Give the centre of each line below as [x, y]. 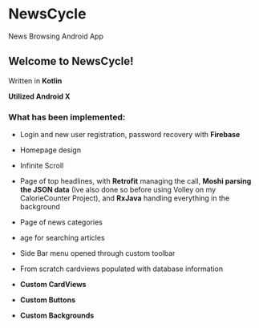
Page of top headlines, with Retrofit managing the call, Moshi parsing [136, 181]
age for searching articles [63, 238]
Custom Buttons [48, 300]
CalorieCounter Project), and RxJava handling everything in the [125, 198]
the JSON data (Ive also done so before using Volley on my [118, 190]
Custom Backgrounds [57, 316]
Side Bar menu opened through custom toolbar [97, 253]
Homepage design [51, 150]
